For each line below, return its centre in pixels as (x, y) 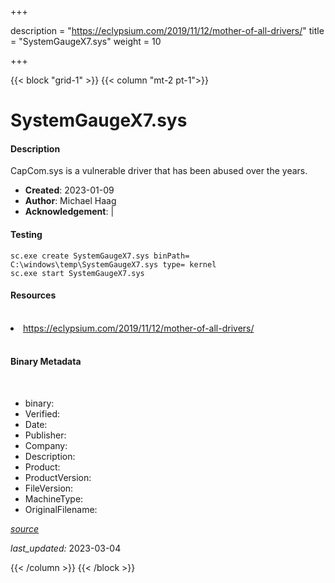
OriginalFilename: (61, 509)
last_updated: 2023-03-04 (66, 548)
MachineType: (54, 499)
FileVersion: (49, 488)
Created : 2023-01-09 (69, 190)
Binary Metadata (46, 362)
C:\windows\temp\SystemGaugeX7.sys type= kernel (113, 264)
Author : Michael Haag (70, 201)
